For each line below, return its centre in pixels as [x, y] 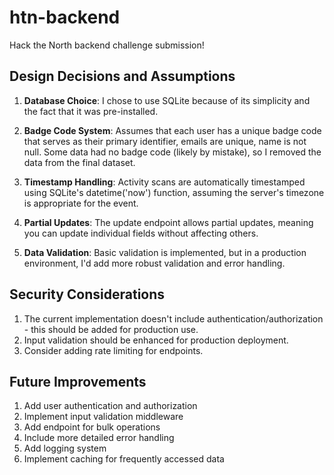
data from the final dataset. [79, 162]
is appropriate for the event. [81, 203]
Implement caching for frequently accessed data [124, 459]
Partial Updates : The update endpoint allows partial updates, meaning [168, 222]
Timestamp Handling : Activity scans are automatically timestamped [164, 182]
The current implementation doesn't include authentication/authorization [173, 318]
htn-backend [65, 17]
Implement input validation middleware [103, 417]
